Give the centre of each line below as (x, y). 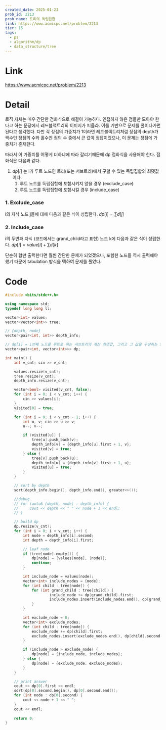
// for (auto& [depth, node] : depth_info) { (62, 504)
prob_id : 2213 (20, 14)
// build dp (26, 522)
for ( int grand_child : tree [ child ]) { (72, 590)
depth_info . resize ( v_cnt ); (42, 381)
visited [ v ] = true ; (51, 449)
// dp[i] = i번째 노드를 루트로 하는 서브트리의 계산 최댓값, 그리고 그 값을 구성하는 (81, 344)
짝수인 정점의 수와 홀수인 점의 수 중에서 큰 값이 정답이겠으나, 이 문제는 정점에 (79, 138)
